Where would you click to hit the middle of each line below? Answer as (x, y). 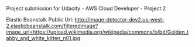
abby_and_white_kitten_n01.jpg (43, 38)
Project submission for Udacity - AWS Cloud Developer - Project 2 (86, 8)
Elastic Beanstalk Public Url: (40, 19)
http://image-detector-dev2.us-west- (119, 19)
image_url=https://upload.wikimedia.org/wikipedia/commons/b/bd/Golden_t (97, 32)
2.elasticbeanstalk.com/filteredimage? (52, 26)
